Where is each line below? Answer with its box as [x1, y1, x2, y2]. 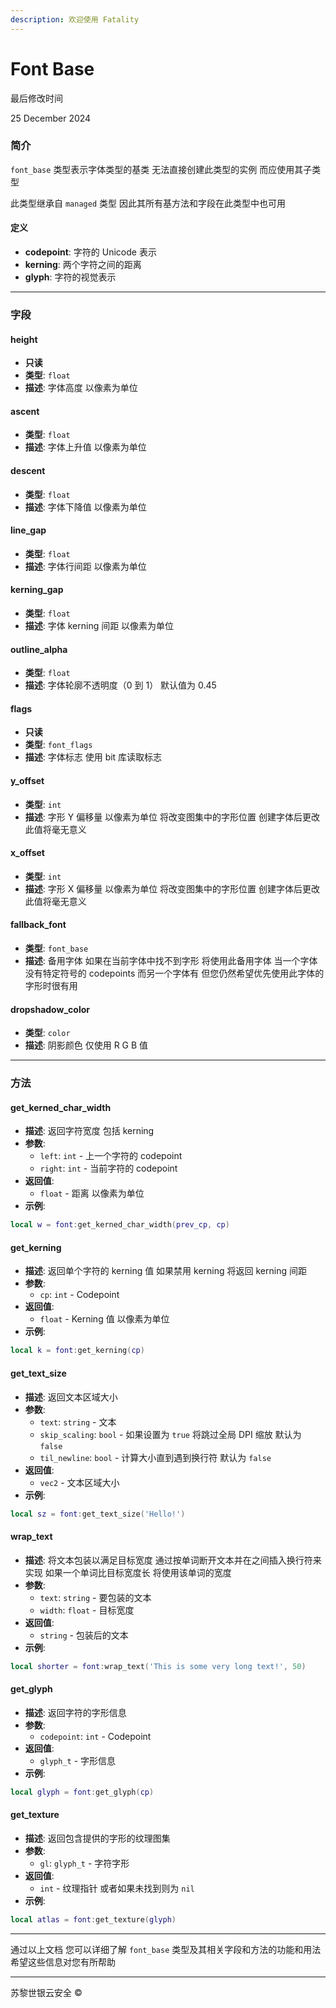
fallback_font [10, 919, 67, 931]
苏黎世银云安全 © [10, 1986, 83, 1998]
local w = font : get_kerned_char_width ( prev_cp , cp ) [10, 1220, 230, 1230]
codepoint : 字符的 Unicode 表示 [24, 246, 157, 258]
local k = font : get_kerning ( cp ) [10, 1346, 145, 1356]
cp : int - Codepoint [39, 1289, 120, 1301]
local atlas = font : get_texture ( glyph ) [10, 1914, 177, 1925]
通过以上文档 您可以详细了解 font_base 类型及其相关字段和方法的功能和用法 [10, 1943, 322, 1955]
